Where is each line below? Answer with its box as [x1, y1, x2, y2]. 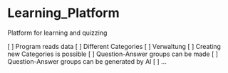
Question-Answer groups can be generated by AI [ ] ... [7, 57, 167, 65]
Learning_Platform [7, 5, 120, 21]
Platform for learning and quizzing [7, 28, 108, 37]
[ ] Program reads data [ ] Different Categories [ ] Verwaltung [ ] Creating [7, 42, 221, 50]
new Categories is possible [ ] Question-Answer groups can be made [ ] [7, 50, 219, 58]
